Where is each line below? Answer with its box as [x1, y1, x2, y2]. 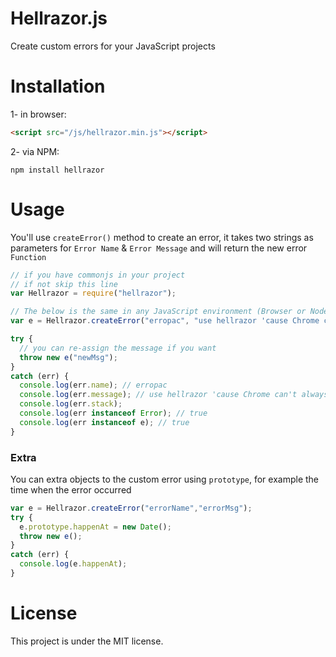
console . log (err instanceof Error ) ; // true [19, 408, 208, 419]
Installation [10, 75, 106, 98]
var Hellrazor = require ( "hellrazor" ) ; [10, 288, 177, 299]
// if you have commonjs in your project [10, 270, 186, 280]
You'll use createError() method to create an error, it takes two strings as [10, 231, 314, 243]
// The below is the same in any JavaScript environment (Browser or [10, 307, 307, 317]
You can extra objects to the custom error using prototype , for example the [10, 473, 320, 485]
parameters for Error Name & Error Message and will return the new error [10, 242, 308, 254]
